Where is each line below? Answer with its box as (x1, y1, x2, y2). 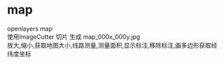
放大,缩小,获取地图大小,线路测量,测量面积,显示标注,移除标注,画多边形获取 (7, 41, 212, 49)
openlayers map (7, 25, 53, 33)
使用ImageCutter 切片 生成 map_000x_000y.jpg (7, 33, 140, 41)
